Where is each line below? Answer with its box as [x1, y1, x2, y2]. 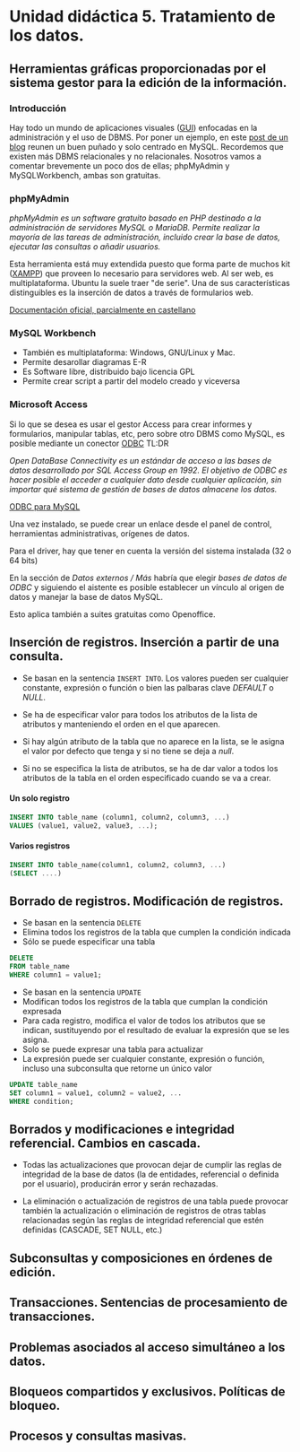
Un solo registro [9, 793, 70, 804]
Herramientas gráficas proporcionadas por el [9, 61, 267, 76]
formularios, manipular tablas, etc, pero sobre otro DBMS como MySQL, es [9, 428, 285, 439]
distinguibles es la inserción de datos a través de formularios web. [9, 287, 253, 298]
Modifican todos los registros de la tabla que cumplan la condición [21, 996, 269, 1006]
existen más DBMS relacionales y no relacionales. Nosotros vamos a [9, 151, 261, 161]
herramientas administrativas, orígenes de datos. [9, 527, 190, 539]
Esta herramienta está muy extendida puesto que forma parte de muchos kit [9, 258, 291, 270]
